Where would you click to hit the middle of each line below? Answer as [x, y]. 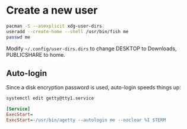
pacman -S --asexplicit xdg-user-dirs [54, 26]
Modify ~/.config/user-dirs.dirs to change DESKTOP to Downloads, [91, 49]
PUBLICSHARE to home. [36, 54]
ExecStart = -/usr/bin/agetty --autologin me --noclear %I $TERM [86, 120]
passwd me [18, 37]
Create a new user [52, 10]
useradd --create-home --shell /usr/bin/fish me [67, 31]
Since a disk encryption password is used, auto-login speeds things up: [93, 88]
